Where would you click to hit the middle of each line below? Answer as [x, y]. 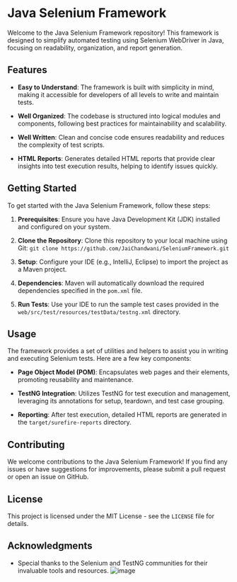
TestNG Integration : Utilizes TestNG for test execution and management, [124, 393]
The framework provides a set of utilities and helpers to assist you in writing [118, 351]
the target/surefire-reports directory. [75, 422]
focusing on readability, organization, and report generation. [95, 47]
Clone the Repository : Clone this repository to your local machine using [122, 240]
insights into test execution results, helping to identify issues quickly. [117, 166]
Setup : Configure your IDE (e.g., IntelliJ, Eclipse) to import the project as [123, 262]
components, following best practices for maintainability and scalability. [122, 123]
